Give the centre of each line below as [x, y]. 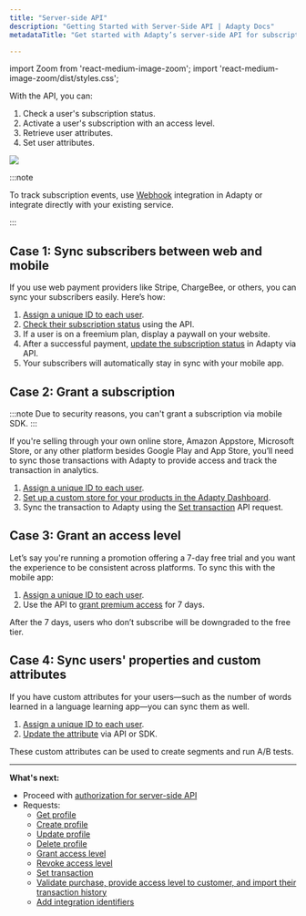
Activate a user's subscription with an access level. [119, 123]
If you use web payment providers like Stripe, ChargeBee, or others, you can [153, 287]
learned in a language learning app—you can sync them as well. [130, 706]
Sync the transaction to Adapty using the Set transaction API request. [153, 507]
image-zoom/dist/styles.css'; [64, 78]
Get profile [56, 814]
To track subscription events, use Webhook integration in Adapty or [136, 195]
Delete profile [62, 843]
